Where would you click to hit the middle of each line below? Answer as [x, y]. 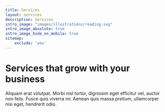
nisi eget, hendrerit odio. [31, 104]
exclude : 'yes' [31, 43]
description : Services [29, 19]
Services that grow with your [68, 68]
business [25, 79]
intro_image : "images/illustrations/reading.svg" [59, 24]
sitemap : [15, 39]
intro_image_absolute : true [35, 29]
